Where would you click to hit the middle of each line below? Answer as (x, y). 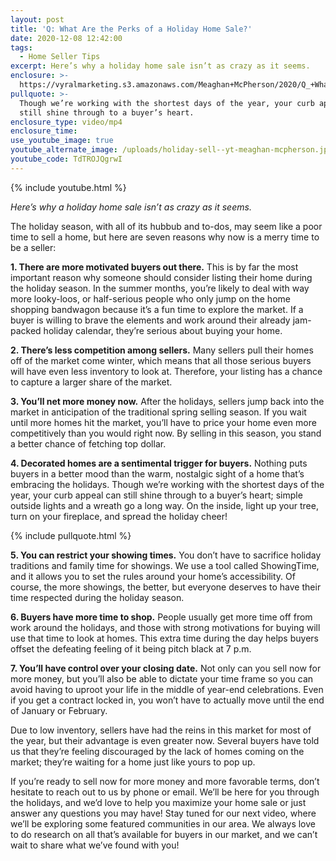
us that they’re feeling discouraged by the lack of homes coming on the (157, 751)
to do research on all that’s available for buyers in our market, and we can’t (164, 834)
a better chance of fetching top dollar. (88, 443)
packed (26, 330)
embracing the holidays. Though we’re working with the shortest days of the (167, 484)
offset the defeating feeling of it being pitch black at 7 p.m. (131, 648)
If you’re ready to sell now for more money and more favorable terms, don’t (165, 781)
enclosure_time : (44, 131)
